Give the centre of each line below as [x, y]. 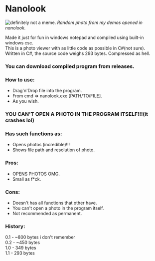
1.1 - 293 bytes [20, 253]
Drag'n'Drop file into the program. [47, 91]
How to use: [20, 79]
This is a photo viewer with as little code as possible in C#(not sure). [75, 48]
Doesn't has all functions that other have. [55, 203]
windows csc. [19, 42]
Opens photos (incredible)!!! [41, 145]
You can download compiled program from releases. [70, 66]
